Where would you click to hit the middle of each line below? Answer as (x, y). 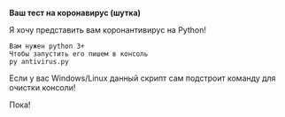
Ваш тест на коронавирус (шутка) (75, 13)
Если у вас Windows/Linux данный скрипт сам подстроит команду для (142, 78)
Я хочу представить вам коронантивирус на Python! (108, 30)
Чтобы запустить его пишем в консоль (79, 54)
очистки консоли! (42, 87)
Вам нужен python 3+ (47, 46)
